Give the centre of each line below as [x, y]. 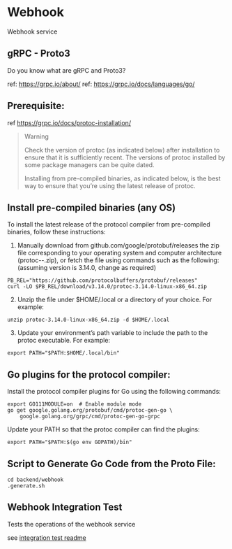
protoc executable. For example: [63, 341]
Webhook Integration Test [65, 507]
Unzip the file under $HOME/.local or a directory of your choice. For [115, 300]
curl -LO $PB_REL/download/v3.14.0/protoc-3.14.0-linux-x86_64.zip [107, 287]
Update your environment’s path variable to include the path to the [113, 333]
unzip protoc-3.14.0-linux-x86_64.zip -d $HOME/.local [88, 320]
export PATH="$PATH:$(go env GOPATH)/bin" [70, 442]
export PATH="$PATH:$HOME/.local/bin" [63, 353]
